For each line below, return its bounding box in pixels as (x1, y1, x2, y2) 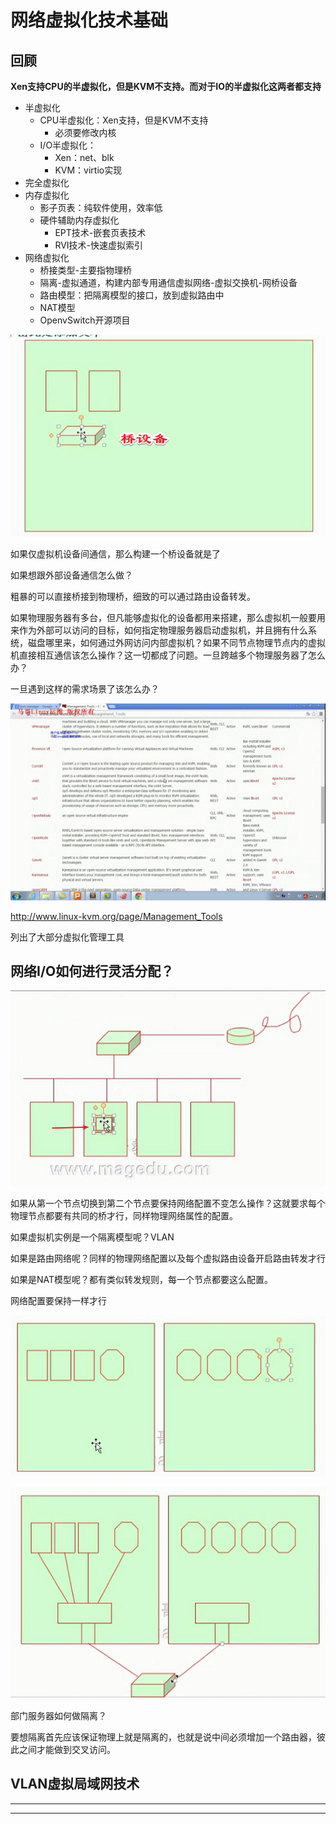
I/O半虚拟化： (39, 139, 97, 151)
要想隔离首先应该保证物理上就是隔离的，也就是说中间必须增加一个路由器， (10, 1731, 317, 1743)
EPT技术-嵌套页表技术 (54, 227, 147, 238)
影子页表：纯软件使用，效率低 (39, 202, 163, 213)
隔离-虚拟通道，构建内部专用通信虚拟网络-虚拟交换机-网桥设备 (39, 277, 298, 288)
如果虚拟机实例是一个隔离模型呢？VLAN (10, 1231, 175, 1243)
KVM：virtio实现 (54, 164, 123, 176)
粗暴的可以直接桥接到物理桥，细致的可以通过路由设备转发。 (10, 590, 256, 602)
